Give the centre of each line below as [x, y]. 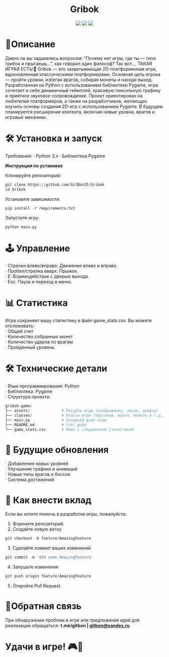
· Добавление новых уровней [37, 464]
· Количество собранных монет [39, 337]
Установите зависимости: [33, 199]
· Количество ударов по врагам [39, 342]
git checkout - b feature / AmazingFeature [48, 539]
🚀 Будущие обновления [57, 450]
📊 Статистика [36, 303]
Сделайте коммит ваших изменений [52, 548]
